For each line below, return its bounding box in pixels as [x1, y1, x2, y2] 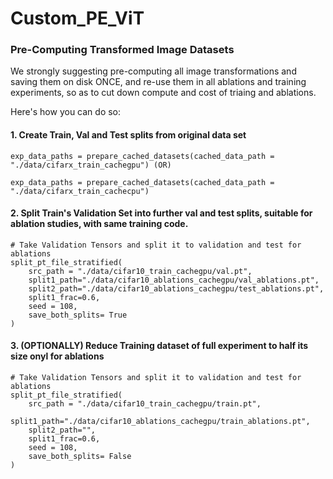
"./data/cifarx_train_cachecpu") [10, 186, 150, 196]
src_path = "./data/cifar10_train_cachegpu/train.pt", [28, 399, 262, 409]
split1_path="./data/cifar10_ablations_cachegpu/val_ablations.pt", [28, 275, 320, 285]
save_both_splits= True [28, 310, 128, 320]
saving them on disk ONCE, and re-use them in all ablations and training [10, 76, 307, 88]
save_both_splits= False [28, 452, 132, 462]
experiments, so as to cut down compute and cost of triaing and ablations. [10, 87, 317, 99]
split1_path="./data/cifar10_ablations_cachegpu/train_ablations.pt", [10, 417, 311, 427]
